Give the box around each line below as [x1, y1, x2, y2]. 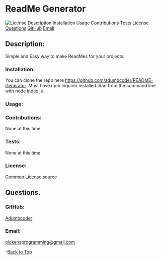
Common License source [5, 174, 57, 180]
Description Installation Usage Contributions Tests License [27, 20, 149, 26]
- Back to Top [5, 248, 32, 255]
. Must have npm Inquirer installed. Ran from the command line [26, 83, 156, 89]
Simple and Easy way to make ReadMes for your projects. [5, 53, 125, 59]
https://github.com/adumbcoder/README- [65, 77, 153, 83]
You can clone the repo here [5, 77, 64, 83]
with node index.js [5, 88, 43, 94]
